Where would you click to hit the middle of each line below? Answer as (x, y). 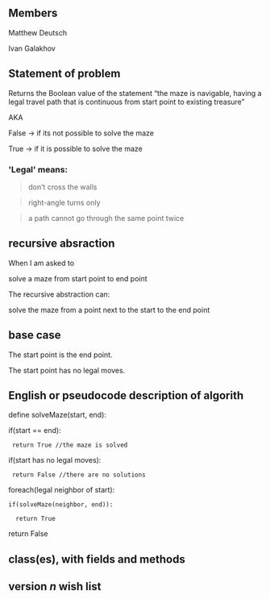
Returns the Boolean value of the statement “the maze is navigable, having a (135, 93)
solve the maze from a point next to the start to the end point (109, 310)
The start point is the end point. (60, 355)
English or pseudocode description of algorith (126, 395)
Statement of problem (64, 74)
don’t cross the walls (62, 187)
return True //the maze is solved (70, 445)
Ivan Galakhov (32, 48)
